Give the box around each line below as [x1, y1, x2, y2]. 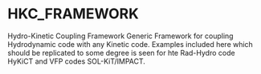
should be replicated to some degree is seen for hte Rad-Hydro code [7, 48, 235, 57]
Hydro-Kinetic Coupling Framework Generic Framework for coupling [7, 31, 234, 41]
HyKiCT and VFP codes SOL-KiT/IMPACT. [7, 56, 146, 66]
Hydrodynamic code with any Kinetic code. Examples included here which [7, 39, 254, 49]
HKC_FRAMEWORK [7, 5, 140, 23]
